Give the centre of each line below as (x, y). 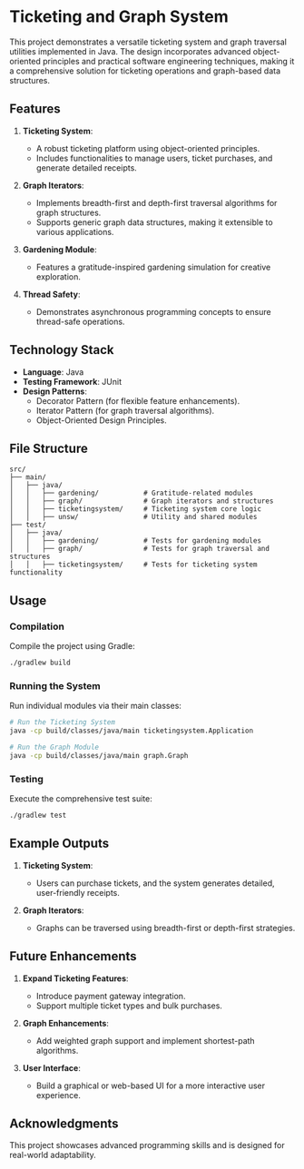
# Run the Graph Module (54, 747)
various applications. (75, 231)
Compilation (37, 626)
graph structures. (69, 212)
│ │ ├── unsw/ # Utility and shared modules (133, 517)
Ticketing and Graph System (119, 17)
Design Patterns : (55, 391)
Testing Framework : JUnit (72, 381)
